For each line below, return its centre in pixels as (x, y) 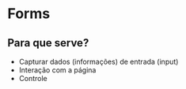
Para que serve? (48, 43)
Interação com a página (57, 70)
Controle (33, 78)
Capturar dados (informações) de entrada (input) (99, 61)
